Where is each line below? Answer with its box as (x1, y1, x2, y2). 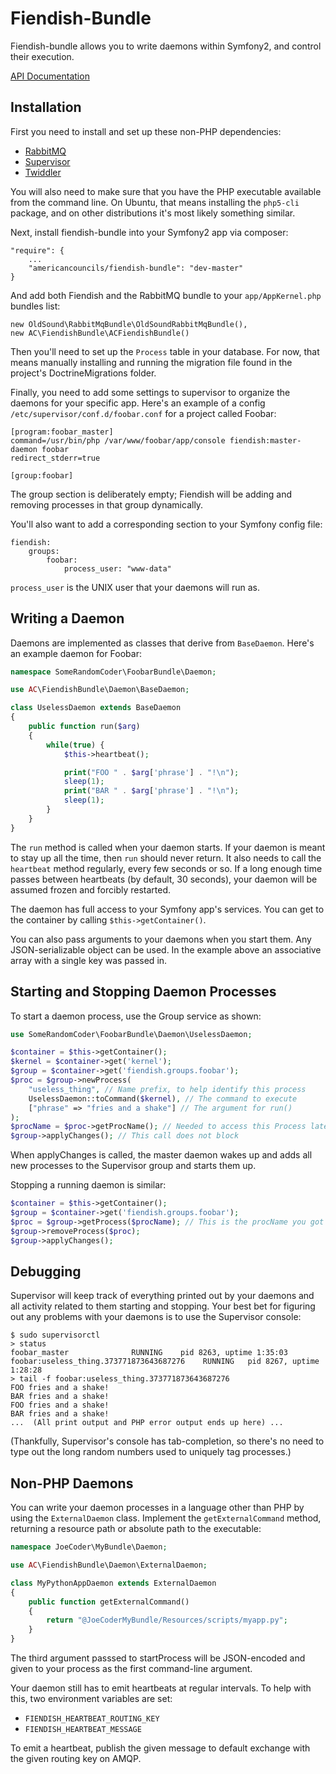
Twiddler (24, 166, 62, 178)
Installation (10, 99, 82, 116)
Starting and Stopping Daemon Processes (10, 983, 277, 1001)
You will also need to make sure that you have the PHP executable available (10, 185, 322, 197)
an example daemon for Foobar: (10, 647, 142, 659)
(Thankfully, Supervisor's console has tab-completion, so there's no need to (10, 1435, 325, 1447)
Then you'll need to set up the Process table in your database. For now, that (10, 345, 320, 357)
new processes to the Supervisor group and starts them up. (10, 1160, 257, 1172)
